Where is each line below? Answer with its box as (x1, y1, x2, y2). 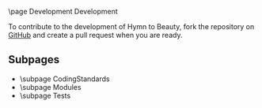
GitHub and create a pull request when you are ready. (8, 31, 183, 39)
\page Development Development (8, 7, 119, 16)
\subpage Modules (19, 82, 82, 91)
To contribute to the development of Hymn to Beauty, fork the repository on (8, 22, 255, 31)
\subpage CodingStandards (19, 74, 110, 84)
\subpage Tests (19, 91, 71, 100)
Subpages (8, 53, 60, 66)
